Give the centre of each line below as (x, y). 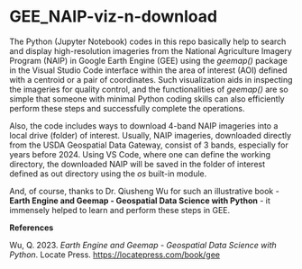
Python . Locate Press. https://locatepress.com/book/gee (115, 255)
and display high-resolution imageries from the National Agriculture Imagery (151, 50)
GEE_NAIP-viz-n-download (114, 17)
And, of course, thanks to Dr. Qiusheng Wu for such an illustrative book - (144, 191)
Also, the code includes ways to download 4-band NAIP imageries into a (144, 126)
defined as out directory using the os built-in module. (108, 174)
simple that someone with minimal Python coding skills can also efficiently (147, 99)
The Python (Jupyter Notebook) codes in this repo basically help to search (148, 41)
